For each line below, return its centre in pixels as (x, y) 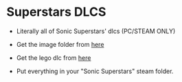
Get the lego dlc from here (54, 58)
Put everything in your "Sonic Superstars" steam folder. (95, 71)
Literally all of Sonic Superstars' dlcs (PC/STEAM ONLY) (96, 31)
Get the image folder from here (60, 44)
